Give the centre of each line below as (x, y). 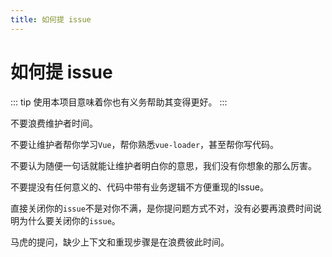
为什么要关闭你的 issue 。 (69, 220)
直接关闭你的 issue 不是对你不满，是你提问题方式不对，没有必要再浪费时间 (161, 208)
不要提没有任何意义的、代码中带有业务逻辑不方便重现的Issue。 (139, 187)
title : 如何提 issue (51, 19)
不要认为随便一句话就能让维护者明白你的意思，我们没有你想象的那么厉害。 (163, 165)
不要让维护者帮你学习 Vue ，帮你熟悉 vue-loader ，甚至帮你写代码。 (145, 144)
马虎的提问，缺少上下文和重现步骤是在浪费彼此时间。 (120, 242)
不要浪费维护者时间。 (54, 123)
